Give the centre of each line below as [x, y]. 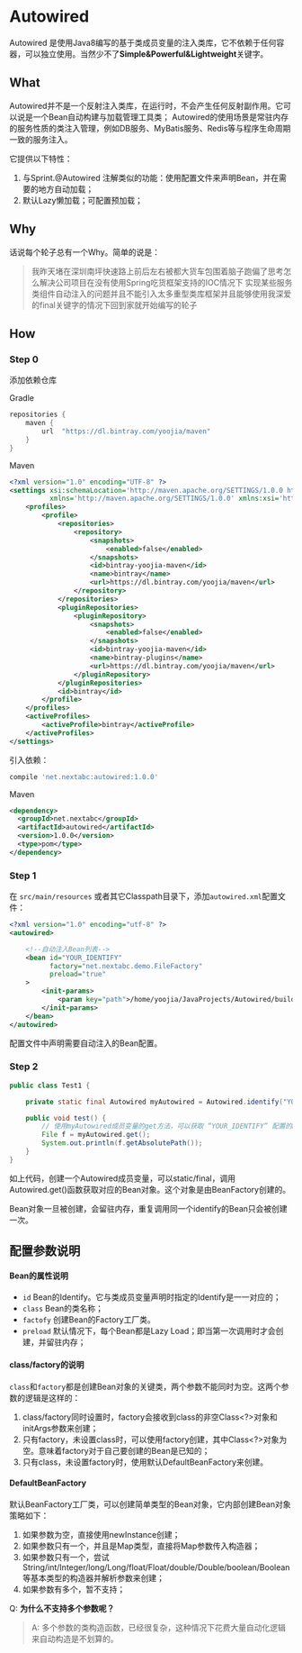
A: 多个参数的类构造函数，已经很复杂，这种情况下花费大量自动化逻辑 [158, 1627]
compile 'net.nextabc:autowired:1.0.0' [84, 777]
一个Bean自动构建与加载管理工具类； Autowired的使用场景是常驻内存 [161, 117]
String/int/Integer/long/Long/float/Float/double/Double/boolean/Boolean [156, 1567]
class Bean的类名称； [63, 1309]
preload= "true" [77, 975]
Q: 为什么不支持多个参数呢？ [62, 1608]
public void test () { [66, 1118]
